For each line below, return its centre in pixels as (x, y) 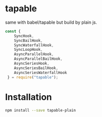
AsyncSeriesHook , (32, 64)
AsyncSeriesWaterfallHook (41, 73)
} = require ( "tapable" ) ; (33, 77)
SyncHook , (24, 36)
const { (13, 31)
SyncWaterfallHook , (34, 45)
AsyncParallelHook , (34, 54)
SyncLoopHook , (28, 50)
